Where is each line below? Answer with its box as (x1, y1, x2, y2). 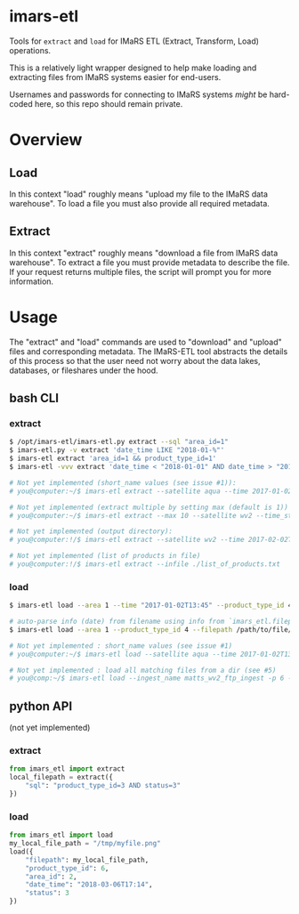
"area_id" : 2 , (25, 872, 77, 881)
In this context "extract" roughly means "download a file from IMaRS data (9, 247, 279, 258)
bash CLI (9, 391, 60, 406)
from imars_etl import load (9, 830, 114, 840)
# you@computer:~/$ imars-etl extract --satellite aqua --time (9, 487, 249, 496)
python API (9, 699, 73, 714)
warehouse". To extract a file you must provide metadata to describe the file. (9, 256, 290, 268)
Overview (9, 130, 83, 150)
